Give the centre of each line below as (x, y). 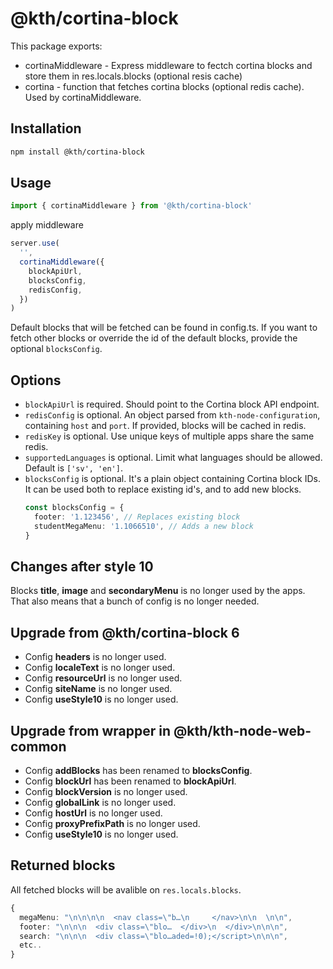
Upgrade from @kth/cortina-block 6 (125, 632)
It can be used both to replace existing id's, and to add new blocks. (163, 489)
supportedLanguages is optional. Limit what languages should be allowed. (173, 458)
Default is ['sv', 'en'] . (73, 468)
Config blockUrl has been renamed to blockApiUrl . (130, 781)
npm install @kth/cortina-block (77, 152)
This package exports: (56, 46)
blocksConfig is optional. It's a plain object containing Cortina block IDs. (172, 479)
